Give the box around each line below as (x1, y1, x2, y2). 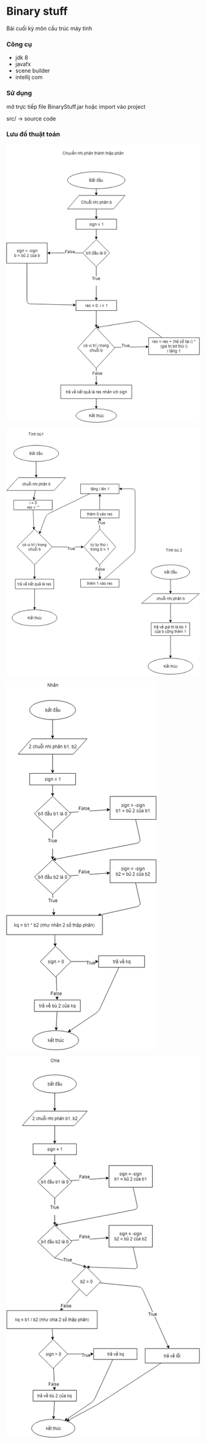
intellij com (15, 74, 43, 81)
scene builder (15, 67, 50, 74)
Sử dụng (6, 89, 32, 98)
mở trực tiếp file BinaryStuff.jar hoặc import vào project (6, 103, 146, 110)
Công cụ (6, 40, 32, 49)
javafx (15, 60, 31, 68)
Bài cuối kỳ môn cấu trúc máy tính (6, 25, 93, 32)
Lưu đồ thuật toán (6, 130, 60, 139)
